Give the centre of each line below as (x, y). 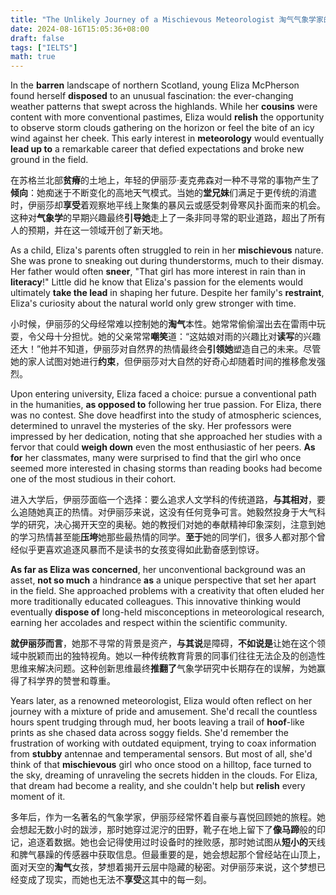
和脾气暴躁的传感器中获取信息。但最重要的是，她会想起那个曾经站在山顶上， (168, 855)
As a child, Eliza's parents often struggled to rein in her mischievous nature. (167, 250)
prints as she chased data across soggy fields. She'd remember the (149, 733)
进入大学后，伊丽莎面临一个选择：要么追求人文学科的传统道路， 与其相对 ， (163, 500)
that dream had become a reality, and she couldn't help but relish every (158, 786)
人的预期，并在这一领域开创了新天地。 (89, 230)
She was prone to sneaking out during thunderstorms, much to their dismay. (167, 261)
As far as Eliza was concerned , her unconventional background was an (158, 570)
